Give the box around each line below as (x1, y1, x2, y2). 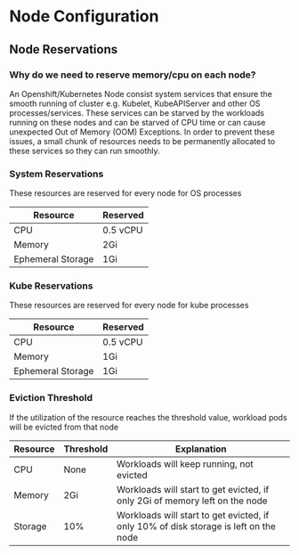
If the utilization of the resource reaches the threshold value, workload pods (9, 412, 287, 422)
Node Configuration (9, 6, 159, 27)
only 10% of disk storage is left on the (117, 519, 276, 532)
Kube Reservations (9, 280, 93, 292)
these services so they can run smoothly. (9, 145, 160, 156)
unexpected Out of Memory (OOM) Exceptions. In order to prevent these (9, 127, 276, 137)
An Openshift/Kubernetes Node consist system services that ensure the (9, 88, 273, 99)
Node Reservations (9, 42, 118, 57)
